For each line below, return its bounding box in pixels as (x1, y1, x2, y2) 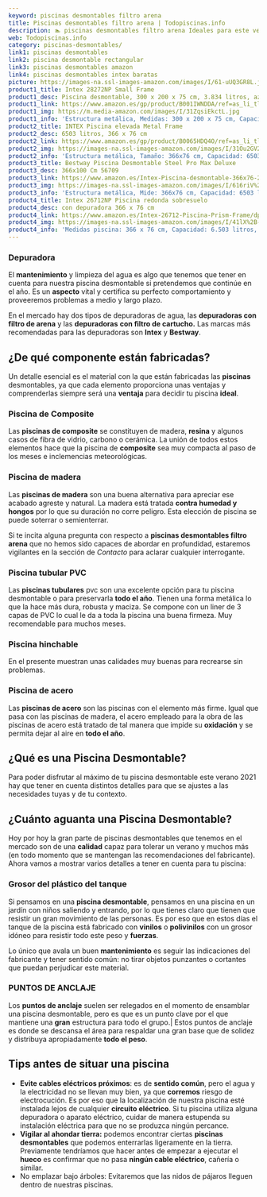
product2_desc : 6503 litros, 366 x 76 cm (8, 129, 148, 137)
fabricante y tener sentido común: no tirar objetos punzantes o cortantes (8, 954, 246, 963)
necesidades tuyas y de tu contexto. (8, 790, 127, 799)
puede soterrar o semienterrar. (8, 515, 109, 524)
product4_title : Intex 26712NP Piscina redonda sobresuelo (8, 196, 208, 204)
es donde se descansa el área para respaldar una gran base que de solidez (8, 1025, 255, 1035)
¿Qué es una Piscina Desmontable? (8, 751, 187, 765)
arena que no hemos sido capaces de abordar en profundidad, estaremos (8, 539, 250, 548)
